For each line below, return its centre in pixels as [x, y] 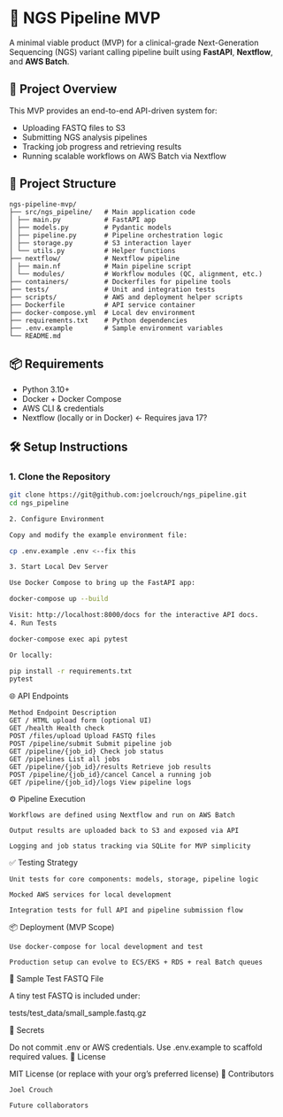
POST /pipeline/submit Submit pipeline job [91, 744]
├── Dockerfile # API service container [103, 304]
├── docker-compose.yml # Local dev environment [103, 312]
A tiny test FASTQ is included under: [75, 996]
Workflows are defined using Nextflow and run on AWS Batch [122, 815]
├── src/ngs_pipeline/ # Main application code [103, 212]
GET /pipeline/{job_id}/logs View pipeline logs [100, 782]
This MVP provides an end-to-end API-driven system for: [114, 111]
